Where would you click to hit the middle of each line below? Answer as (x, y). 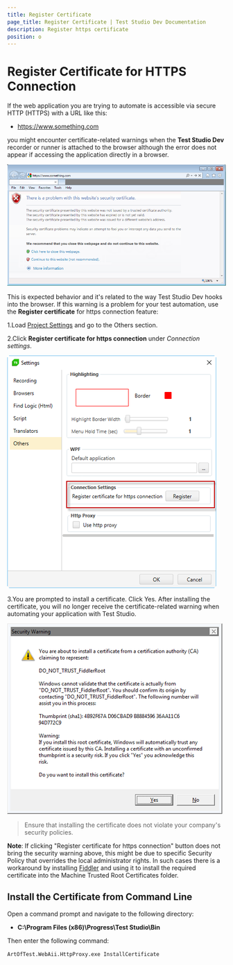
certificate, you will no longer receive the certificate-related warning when (113, 606)
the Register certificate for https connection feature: (83, 311)
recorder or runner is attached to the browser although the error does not (112, 147)
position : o (24, 37)
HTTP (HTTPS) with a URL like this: (57, 113)
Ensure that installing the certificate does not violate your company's (122, 825)
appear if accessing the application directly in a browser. (88, 155)
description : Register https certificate (68, 29)
